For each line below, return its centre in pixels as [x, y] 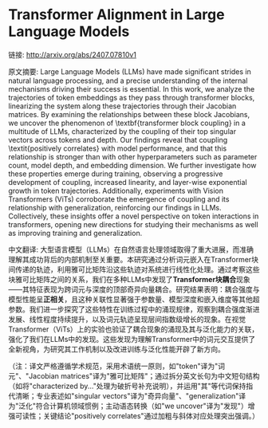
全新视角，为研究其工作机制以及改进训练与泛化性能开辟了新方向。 [116, 349]
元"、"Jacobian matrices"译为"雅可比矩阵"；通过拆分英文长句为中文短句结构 [134, 375]
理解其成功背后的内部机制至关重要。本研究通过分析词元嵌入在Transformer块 [134, 259]
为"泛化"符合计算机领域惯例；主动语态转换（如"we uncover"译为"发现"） [128, 406]
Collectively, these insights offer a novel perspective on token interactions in [134, 216]
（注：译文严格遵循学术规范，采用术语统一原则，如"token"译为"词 [117, 366]
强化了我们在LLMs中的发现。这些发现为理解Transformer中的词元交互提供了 [132, 339]
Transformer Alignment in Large [116, 15]
